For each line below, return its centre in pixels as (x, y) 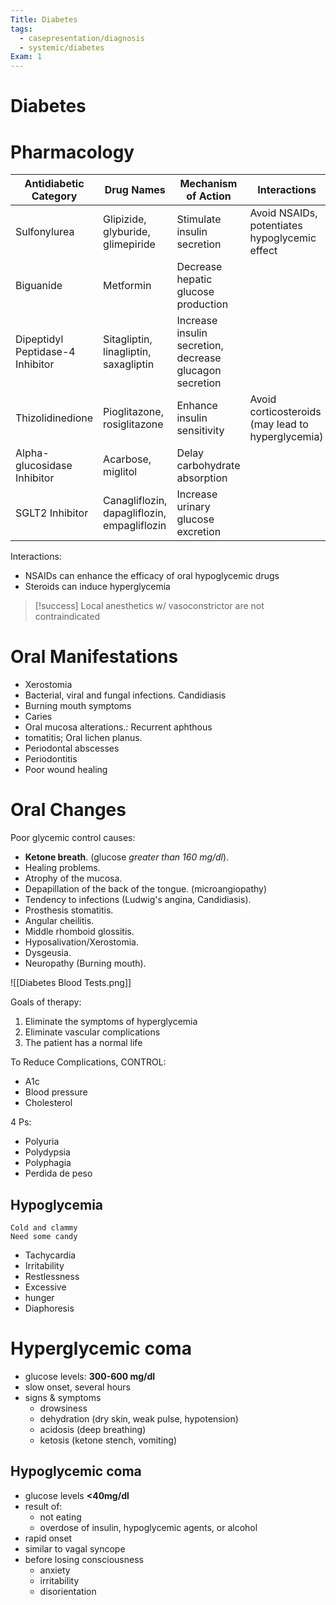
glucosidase (44, 466)
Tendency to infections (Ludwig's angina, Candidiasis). (138, 900)
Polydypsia (47, 1152)
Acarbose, (127, 459)
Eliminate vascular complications (92, 1032)
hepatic (194, 279)
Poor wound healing (66, 770)
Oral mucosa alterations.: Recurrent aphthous (118, 727)
